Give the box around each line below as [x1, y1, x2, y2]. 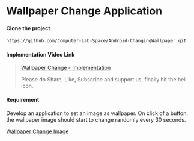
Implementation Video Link [6, 51, 75, 58]
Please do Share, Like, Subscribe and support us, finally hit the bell [20, 76, 187, 83]
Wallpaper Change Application [6, 4, 163, 18]
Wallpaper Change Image [6, 128, 69, 135]
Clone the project [6, 24, 50, 31]
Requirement [6, 96, 40, 104]
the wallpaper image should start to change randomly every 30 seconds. [6, 116, 186, 123]
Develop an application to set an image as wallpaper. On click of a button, [6, 110, 188, 117]
